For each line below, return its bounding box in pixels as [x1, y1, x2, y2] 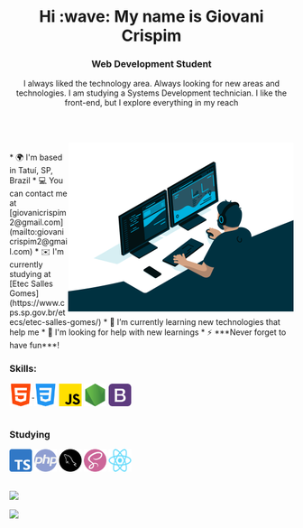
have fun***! [9, 340, 60, 351]
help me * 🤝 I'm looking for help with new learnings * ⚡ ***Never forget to [9, 327, 287, 338]
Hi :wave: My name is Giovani [39, 6, 264, 27]
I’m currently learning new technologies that [116, 317, 281, 328]
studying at [9, 269, 51, 280]
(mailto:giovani [9, 227, 65, 237]
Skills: [9, 363, 38, 375]
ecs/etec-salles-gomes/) [9, 317, 102, 328]
